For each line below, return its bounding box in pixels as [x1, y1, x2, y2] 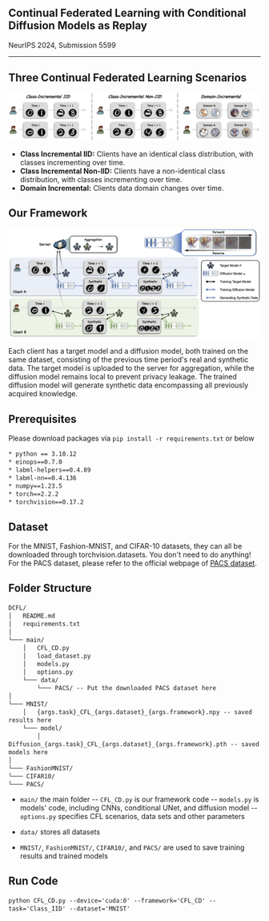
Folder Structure [8, 582, 92, 595]
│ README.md [8, 611, 56, 620]
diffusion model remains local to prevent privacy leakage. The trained [8, 372, 238, 382]
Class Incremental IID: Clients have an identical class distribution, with [19, 149, 254, 159]
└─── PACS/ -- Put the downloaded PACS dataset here [37, 684, 217, 692]
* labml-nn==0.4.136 [8, 474, 78, 482]
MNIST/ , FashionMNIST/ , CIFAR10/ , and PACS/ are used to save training [19, 842, 245, 852]
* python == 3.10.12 [8, 450, 78, 458]
